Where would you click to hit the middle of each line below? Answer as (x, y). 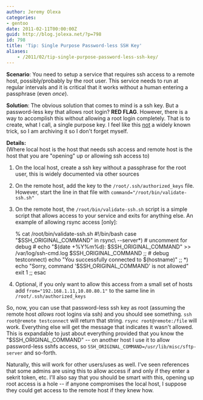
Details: (16, 142)
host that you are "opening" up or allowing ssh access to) (78, 156)
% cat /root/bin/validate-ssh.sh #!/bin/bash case (76, 233)
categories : (21, 18)
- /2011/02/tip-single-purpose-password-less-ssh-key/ (88, 57)
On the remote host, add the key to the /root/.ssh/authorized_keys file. (105, 185)
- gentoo (17, 23)
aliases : (17, 52)
